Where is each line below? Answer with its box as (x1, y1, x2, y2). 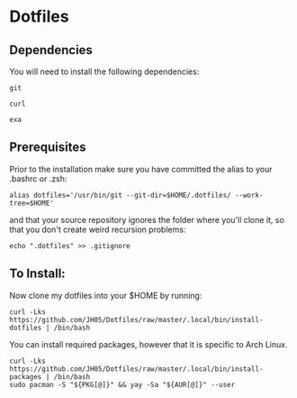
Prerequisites (9, 140, 86, 155)
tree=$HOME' (9, 199, 54, 208)
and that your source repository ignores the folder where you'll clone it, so (9, 214, 285, 225)
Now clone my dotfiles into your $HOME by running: (9, 290, 202, 301)
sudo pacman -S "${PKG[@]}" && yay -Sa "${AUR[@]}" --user (9, 380, 236, 389)
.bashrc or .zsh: (9, 173, 67, 184)
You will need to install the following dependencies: (9, 66, 200, 77)
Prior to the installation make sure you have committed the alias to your (9, 163, 273, 174)
